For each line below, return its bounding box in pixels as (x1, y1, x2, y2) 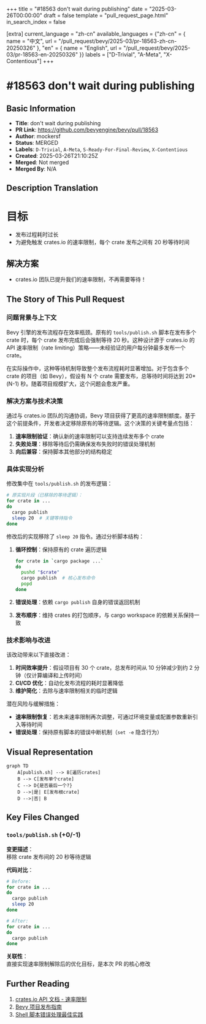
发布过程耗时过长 (15, 231, 59, 238)
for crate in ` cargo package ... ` (15, 558, 104, 564)
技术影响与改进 (6, 635, 51, 644)
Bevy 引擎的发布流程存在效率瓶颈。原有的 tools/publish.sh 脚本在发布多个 (6, 328, 197, 336)
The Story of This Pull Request (6, 294, 125, 304)
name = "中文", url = (6, 37, 57, 45)
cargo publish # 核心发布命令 (21, 575, 96, 581)
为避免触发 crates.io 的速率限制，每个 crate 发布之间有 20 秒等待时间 (15, 239, 190, 246)
